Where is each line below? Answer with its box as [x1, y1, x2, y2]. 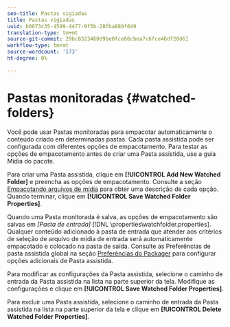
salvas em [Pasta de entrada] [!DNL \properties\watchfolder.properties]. [7, 220, 211, 228]
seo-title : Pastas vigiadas [7, 10, 88, 17]
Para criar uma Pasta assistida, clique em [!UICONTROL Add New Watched [7, 170, 221, 179]
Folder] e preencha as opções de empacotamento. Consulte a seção [7, 177, 203, 185]
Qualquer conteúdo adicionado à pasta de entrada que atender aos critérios [7, 227, 222, 236]
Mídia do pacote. [7, 157, 55, 165]
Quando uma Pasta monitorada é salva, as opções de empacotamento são [7, 212, 218, 221]
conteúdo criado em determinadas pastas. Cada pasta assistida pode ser [7, 135, 214, 143]
